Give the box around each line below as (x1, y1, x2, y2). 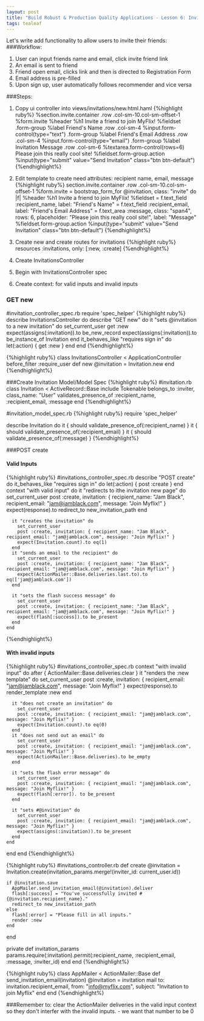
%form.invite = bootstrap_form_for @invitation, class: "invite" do (35, 188, 197, 195)
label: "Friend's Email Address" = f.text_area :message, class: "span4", (15, 207, 192, 215)
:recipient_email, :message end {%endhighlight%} (6, 397, 132, 405)
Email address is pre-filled (15, 74, 81, 82)
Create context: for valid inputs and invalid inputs (15, 280, 138, 288)
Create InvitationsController (15, 257, 84, 264)
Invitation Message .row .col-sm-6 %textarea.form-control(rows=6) (15, 144, 185, 151)
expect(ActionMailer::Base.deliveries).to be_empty (17, 754, 151, 760)
